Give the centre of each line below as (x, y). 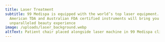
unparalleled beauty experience (43, 23)
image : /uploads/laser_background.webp (46, 28)
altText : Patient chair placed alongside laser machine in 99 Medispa (79, 32)
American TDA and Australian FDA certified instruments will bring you (84, 18)
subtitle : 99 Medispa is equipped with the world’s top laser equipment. (82, 14)
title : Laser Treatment (29, 9)
